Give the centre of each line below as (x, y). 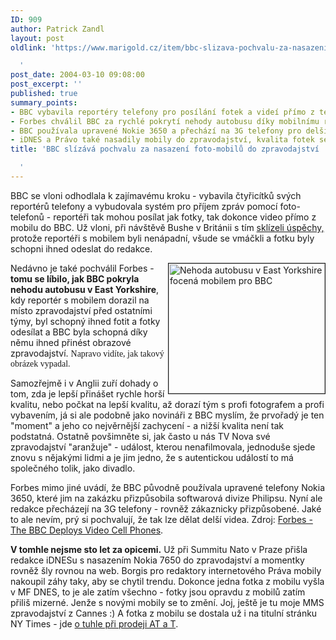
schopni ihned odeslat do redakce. (81, 248)
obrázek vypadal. (40, 363)
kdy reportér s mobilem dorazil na (80, 300)
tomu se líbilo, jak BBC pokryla (75, 278)
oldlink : (28, 47)
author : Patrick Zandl (57, 29)
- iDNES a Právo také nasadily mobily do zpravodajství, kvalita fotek (162, 140)
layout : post (37, 38)
